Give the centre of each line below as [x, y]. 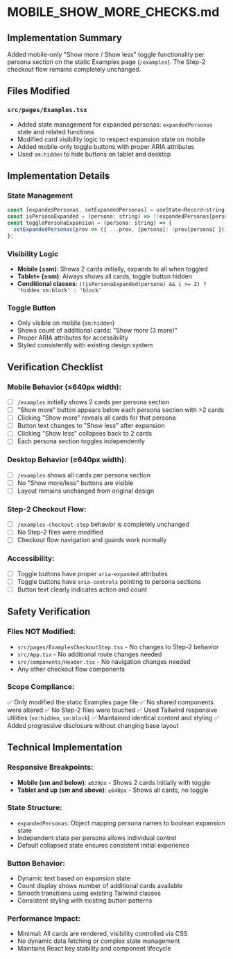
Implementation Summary [65, 38]
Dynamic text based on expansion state [74, 878]
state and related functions [56, 132]
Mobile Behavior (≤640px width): [64, 387]
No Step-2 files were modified [60, 532]
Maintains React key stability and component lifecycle [94, 949]
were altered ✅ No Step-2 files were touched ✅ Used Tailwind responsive [112, 710]
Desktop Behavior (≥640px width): [67, 460]
